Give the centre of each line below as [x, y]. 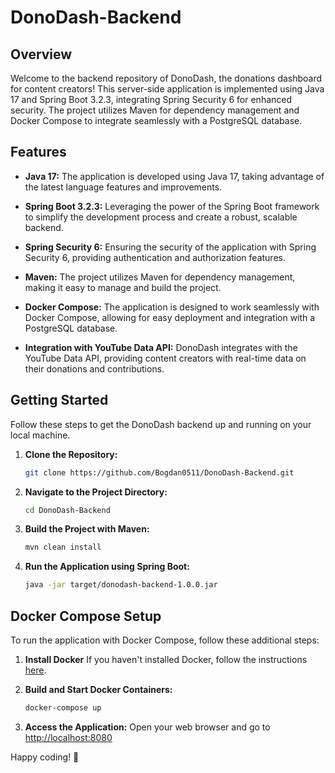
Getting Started [59, 400]
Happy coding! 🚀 [45, 757]
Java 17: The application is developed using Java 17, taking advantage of [174, 176]
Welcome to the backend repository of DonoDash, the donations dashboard [166, 78]
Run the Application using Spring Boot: [107, 567]
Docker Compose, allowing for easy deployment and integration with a [170, 317]
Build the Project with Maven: [87, 529]
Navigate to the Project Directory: [96, 492]
